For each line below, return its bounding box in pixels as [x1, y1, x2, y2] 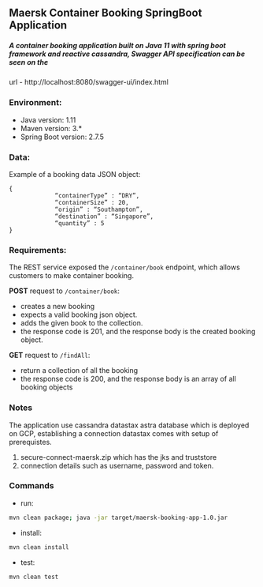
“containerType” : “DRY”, [54, 191, 140, 200]
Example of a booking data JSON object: [9, 169, 141, 179]
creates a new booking [20, 302, 95, 311]
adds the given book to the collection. [20, 318, 143, 328]
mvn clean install [9, 543, 69, 551]
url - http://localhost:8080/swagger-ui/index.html [9, 77, 169, 87]
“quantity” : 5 [54, 219, 105, 228]
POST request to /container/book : [9, 286, 120, 295]
